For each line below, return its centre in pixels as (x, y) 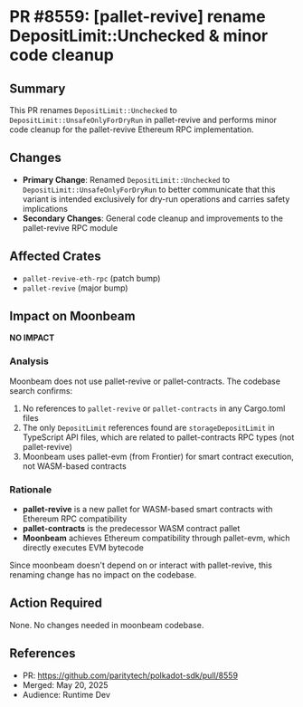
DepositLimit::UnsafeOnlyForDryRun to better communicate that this (149, 189)
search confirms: (41, 390)
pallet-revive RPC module (70, 227)
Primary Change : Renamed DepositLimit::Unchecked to (126, 179)
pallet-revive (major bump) (75, 288)
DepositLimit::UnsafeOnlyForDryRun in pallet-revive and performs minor (143, 120)
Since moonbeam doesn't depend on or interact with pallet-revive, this (141, 565)
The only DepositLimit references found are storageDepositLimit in (148, 427)
